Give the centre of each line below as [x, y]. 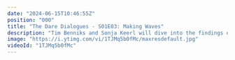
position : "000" [31, 20]
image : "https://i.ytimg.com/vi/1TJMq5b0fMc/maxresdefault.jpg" [103, 39]
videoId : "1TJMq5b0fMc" [42, 46]
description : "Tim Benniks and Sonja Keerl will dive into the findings [115, 33]
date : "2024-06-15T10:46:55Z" [51, 13]
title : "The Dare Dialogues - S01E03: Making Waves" [86, 26]
